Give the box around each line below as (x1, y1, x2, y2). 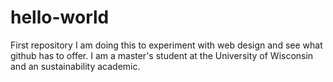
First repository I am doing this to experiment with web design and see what (10, 39, 323, 51)
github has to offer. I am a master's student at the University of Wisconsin (10, 49, 314, 61)
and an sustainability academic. (10, 60, 141, 72)
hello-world (10, 6, 110, 29)
